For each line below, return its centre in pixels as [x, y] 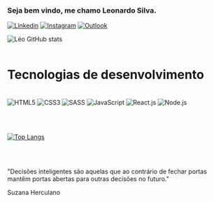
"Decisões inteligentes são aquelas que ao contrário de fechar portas [107, 171]
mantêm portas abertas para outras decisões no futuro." [88, 179]
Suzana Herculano [34, 192]
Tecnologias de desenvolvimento [106, 75]
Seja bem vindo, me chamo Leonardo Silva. [82, 10]
